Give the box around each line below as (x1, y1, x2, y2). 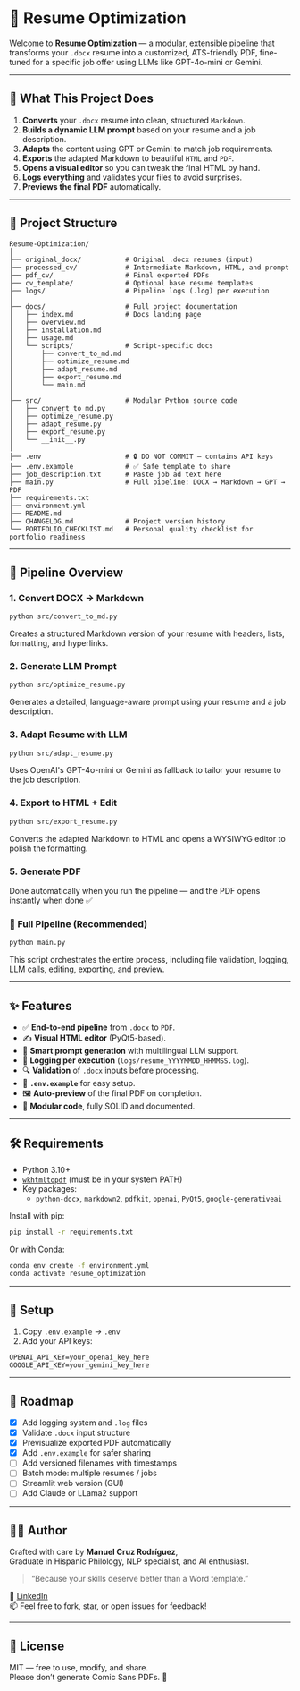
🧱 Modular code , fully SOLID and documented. (21, 1100, 196, 1111)
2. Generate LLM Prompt (9, 660, 118, 673)
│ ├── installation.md (9, 326, 102, 335)
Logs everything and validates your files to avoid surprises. (21, 172, 243, 183)
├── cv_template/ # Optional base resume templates (9, 278, 254, 287)
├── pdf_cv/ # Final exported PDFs (9, 270, 210, 280)
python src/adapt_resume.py (9, 749, 114, 758)
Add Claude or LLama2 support (21, 1488, 138, 1499)
